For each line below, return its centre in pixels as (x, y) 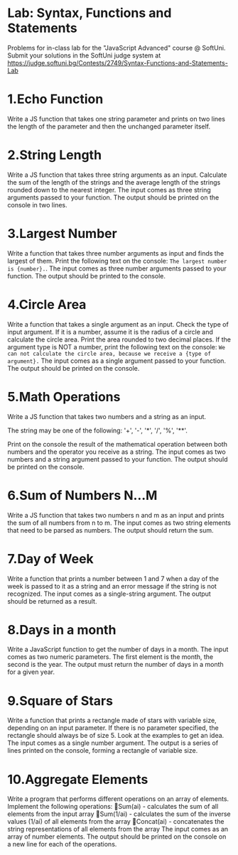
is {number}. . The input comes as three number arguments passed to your (117, 268)
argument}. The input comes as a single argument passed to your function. (117, 361)
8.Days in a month (62, 630)
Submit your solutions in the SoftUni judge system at (84, 55)
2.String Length (54, 155)
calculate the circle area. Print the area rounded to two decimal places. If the (119, 339)
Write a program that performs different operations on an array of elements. (118, 799)
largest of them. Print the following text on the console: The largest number (117, 261)
